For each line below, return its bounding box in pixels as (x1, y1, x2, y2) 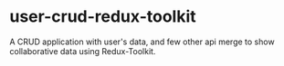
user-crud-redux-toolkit (9, 6, 196, 27)
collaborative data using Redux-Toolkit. (9, 45, 156, 56)
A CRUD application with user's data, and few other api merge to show (9, 36, 276, 47)
